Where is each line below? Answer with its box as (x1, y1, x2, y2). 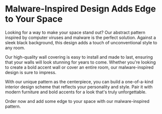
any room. (5, 45, 25, 51)
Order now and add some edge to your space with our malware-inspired (5, 98, 149, 104)
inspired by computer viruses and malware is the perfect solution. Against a (5, 35, 156, 40)
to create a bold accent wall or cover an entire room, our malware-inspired (5, 64, 154, 70)
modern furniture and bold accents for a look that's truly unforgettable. (5, 89, 147, 95)
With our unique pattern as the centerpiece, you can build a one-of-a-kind (5, 78, 154, 85)
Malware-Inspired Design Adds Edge (5, 3, 156, 14)
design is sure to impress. (5, 69, 57, 75)
